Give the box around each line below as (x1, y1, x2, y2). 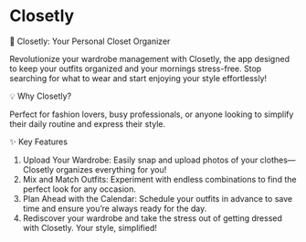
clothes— (259, 154, 296, 165)
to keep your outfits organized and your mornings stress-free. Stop (9, 63, 262, 74)
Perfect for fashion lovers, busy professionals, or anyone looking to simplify (9, 109, 294, 120)
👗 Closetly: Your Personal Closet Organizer (9, 36, 171, 47)
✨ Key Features (9, 136, 69, 147)
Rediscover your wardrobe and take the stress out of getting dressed (22, 212, 283, 224)
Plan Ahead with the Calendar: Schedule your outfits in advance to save (22, 193, 293, 204)
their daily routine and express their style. (9, 118, 166, 129)
